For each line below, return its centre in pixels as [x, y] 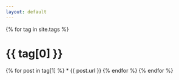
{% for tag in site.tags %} [37, 29]
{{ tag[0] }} [34, 54]
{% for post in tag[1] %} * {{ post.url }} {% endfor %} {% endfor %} [89, 70]
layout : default [26, 12]
